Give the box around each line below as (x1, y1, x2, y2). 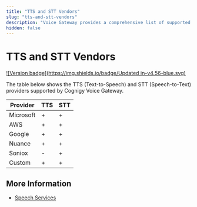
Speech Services (14, 194, 56, 201)
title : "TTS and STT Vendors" (6, 8, 81, 15)
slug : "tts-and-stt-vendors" (6, 14, 78, 20)
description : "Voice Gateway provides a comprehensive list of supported (6, 19, 191, 25)
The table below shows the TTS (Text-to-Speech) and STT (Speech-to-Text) (6, 81, 192, 88)
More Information (6, 178, 72, 188)
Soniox (9, 149, 28, 157)
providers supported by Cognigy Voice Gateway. (6, 87, 124, 94)
